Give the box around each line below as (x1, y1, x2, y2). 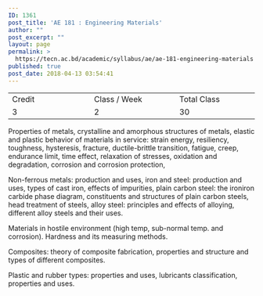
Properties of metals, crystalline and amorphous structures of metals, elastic (8, 126, 255, 135)
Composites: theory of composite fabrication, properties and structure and (8, 247, 249, 256)
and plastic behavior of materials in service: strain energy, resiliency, (8, 135, 229, 144)
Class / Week (93, 93, 142, 104)
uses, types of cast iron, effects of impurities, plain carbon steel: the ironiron (8, 183, 255, 193)
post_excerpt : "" (8, 33, 65, 42)
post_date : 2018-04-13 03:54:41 (8, 70, 113, 78)
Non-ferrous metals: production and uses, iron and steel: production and (8, 175, 243, 184)
